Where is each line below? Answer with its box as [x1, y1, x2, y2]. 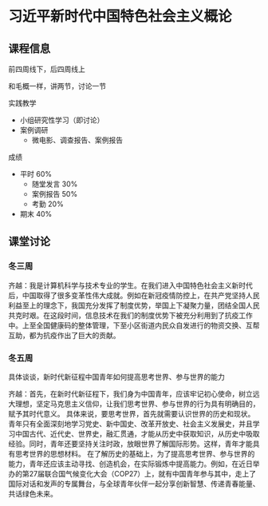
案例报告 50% [31, 189, 78, 198]
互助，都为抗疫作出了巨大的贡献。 [8, 330, 120, 340]
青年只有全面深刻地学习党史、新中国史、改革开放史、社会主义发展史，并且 [8, 419, 253, 428]
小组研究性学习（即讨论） [19, 115, 104, 125]
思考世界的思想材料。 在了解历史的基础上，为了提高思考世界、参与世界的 [14, 448, 255, 458]
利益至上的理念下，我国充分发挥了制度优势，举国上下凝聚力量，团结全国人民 [8, 301, 260, 310]
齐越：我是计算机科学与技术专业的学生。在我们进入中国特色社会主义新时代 [8, 281, 253, 290]
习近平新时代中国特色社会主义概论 [8, 7, 233, 26]
